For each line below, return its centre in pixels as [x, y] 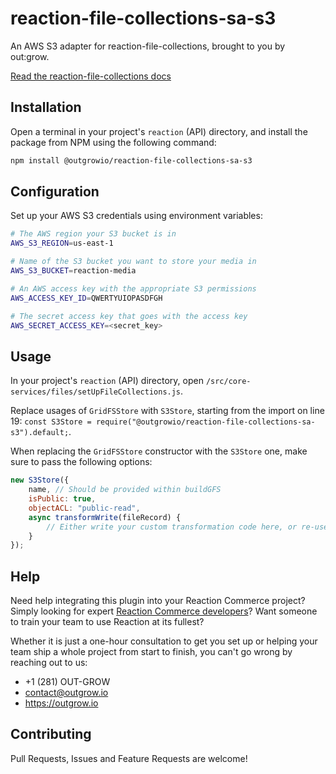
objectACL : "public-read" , [84, 508]
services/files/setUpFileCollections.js [96, 392]
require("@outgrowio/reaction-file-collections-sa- [205, 422]
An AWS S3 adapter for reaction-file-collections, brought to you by [148, 46]
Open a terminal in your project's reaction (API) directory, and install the [159, 131]
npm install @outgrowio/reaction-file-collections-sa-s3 [131, 160]
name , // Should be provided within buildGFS [125, 490]
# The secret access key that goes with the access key [129, 316]
